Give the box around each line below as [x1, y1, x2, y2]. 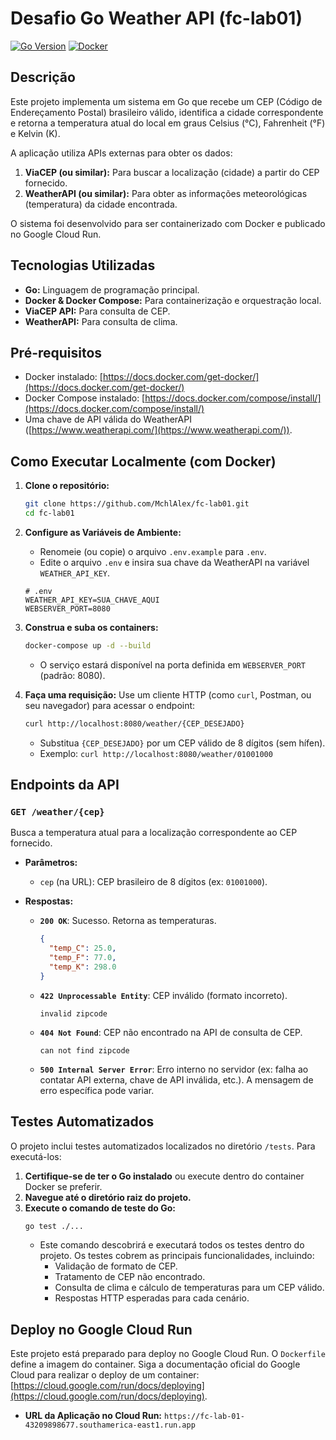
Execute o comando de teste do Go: [24, 1202, 176, 1214]
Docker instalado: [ [24, 371, 103, 383]
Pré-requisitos [10, 344, 103, 361]
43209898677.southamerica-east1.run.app [24, 1420, 196, 1431]
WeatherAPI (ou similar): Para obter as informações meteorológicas [24, 187, 308, 199]
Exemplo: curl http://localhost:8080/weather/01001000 [39, 747, 273, 759]
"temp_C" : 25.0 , [48, 943, 117, 954]
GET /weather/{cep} [10, 807, 105, 817]
